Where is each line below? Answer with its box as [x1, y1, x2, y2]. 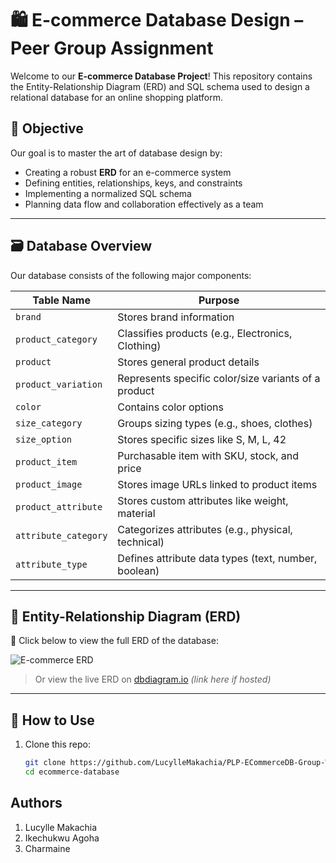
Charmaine [24, 842, 71, 854]
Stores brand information [117, 310, 235, 324]
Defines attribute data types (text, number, [117, 551, 318, 565]
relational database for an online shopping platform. [10, 91, 223, 103]
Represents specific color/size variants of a [117, 371, 321, 385]
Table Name [32, 293, 91, 307]
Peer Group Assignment [10, 37, 214, 60]
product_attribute [15, 501, 103, 512]
